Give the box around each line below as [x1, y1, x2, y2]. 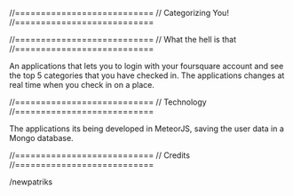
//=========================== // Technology [9, 97, 207, 107]
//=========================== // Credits [9, 150, 191, 161]
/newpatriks [9, 176, 53, 187]
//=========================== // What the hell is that [9, 35, 237, 44]
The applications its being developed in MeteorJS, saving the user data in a [9, 123, 284, 134]
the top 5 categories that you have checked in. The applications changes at [9, 70, 285, 81]
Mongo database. [9, 133, 74, 143]
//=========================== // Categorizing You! [9, 8, 229, 18]
